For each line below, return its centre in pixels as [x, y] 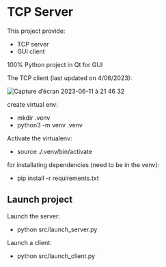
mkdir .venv [33, 118]
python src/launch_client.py [56, 256]
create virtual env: [32, 104]
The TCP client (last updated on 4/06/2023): [70, 78]
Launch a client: [30, 242]
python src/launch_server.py [57, 229]
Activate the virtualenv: [40, 138]
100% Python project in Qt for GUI [55, 64]
